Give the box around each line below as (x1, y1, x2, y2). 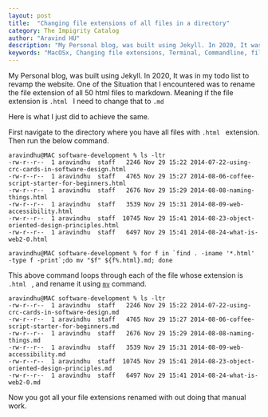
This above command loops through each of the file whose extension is (8, 271, 243, 280)
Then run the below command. (8, 136, 109, 145)
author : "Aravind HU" (8, 34, 81, 42)
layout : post (8, 11, 52, 20)
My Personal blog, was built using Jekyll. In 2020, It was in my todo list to (8, 71, 250, 80)
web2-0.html (8, 235, 48, 243)
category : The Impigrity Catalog (8, 26, 120, 34)
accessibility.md (8, 351, 66, 359)
